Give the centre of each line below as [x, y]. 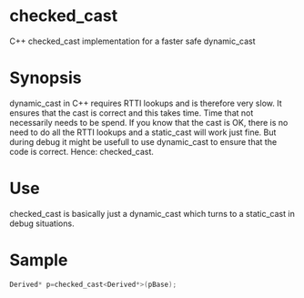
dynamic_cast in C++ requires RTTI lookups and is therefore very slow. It [146, 103]
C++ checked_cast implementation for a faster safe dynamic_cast [133, 41]
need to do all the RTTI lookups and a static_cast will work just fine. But [143, 132]
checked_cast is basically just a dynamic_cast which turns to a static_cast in [152, 213]
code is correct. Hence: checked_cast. [82, 151]
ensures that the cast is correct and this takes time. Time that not [132, 113]
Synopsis [46, 78]
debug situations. [42, 223]
